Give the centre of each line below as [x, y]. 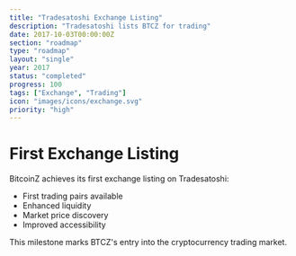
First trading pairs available [72, 196]
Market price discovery [65, 216]
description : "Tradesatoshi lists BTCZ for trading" [110, 26]
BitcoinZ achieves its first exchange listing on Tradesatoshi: [119, 179]
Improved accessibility [64, 225]
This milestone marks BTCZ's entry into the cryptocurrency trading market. [148, 243]
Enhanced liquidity [57, 206]
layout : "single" [42, 59]
